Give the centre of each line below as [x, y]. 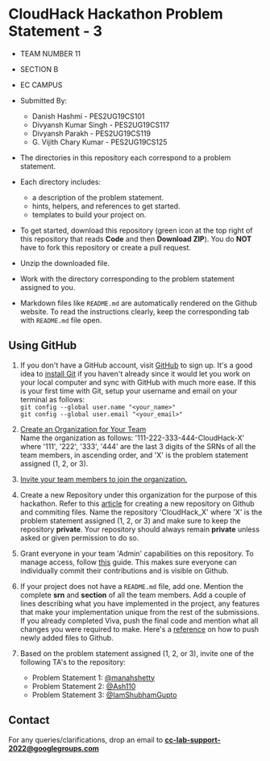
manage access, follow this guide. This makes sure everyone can [129, 561]
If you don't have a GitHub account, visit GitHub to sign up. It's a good [136, 365]
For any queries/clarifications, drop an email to [86, 739]
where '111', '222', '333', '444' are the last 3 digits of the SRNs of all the [138, 446]
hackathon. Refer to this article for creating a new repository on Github [137, 503]
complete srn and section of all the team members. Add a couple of [133, 595]
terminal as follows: [52, 399]
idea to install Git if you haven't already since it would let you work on [135, 373]
